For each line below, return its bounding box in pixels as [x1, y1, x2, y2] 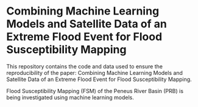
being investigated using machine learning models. [6, 94, 134, 101]
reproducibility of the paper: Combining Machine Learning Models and [6, 69, 183, 76]
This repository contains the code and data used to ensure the [6, 62, 163, 70]
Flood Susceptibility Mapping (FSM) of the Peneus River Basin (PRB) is [6, 87, 184, 94]
